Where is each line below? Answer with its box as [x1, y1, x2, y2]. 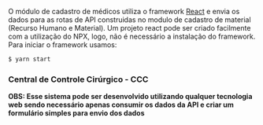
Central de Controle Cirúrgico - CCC [8, 74, 149, 85]
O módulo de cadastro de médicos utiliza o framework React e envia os [8, 7, 240, 16]
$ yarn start [8, 55, 51, 63]
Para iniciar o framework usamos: [8, 40, 117, 50]
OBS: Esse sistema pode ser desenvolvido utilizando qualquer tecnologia [8, 92, 253, 101]
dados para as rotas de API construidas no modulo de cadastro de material [8, 15, 251, 24]
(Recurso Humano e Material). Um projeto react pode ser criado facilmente [8, 24, 251, 32]
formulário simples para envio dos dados [8, 108, 145, 118]
